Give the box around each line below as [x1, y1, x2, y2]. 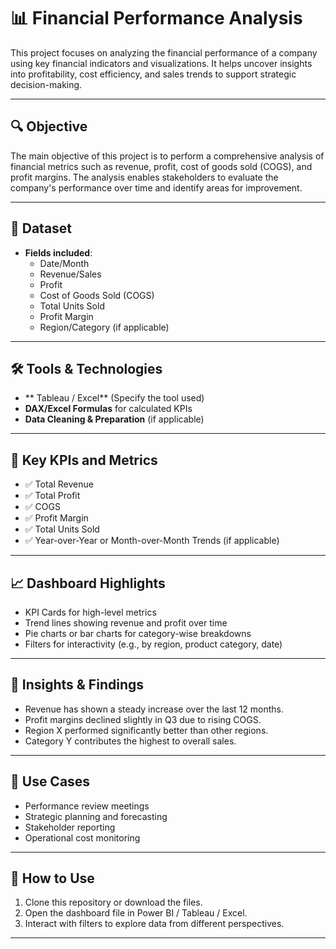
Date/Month [39, 257, 90, 269]
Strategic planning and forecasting [24, 810, 168, 822]
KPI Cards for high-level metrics [24, 606, 157, 618]
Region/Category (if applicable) [39, 321, 170, 333]
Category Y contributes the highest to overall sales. [24, 735, 237, 747]
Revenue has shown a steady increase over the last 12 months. [24, 703, 285, 715]
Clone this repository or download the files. [24, 896, 203, 909]
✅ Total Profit [24, 490, 81, 502]
